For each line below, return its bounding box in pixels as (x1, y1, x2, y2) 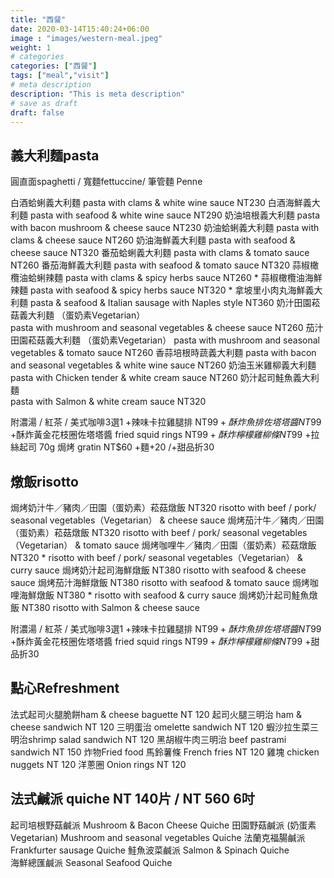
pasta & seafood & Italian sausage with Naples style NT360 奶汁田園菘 (29, 297, 321, 309)
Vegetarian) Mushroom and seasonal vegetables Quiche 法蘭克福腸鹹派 (10, 831, 306, 843)
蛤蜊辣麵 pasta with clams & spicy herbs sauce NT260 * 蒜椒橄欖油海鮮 (27, 272, 323, 284)
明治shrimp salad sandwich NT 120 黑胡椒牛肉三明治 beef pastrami (10, 733, 287, 745)
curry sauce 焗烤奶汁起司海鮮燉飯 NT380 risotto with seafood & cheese (10, 564, 307, 576)
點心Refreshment (10, 680, 120, 697)
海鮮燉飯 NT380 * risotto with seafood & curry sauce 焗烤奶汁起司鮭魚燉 (18, 589, 318, 601)
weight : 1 (10, 42, 52, 53)
